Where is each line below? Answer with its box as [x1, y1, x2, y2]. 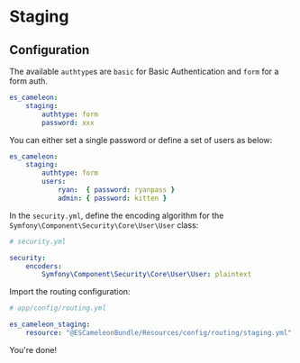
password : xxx [41, 118, 95, 127]
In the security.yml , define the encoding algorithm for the [9, 210, 224, 221]
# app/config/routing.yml [9, 304, 106, 313]
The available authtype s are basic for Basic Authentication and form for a [9, 66, 279, 77]
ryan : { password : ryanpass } [57, 186, 176, 195]
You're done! [9, 344, 57, 355]
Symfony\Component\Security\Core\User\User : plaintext [41, 270, 252, 279]
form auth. [9, 76, 48, 86]
